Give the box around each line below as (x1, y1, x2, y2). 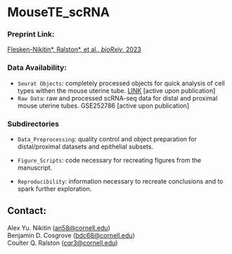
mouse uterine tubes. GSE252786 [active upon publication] (17, 101, 190, 110)
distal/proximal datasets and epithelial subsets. (17, 142, 153, 151)
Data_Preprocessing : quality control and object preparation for (17, 135, 197, 144)
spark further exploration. (17, 184, 92, 193)
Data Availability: (7, 63, 67, 72)
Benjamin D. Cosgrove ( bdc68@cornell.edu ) (7, 231, 135, 239)
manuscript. (17, 163, 53, 172)
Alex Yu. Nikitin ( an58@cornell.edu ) (7, 223, 110, 232)
